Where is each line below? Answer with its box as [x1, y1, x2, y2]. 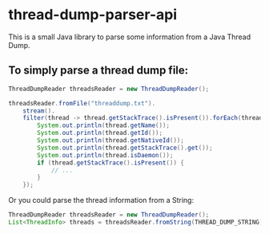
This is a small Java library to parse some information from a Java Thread [8, 32, 251, 42]
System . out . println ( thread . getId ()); [37, 129, 163, 137]
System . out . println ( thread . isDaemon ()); [37, 151, 174, 159]
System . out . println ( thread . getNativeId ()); [37, 137, 184, 145]
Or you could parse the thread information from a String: [8, 196, 195, 205]
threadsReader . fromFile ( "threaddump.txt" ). [8, 99, 156, 107]
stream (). [22, 106, 56, 115]
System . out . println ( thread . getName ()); [37, 121, 171, 129]
